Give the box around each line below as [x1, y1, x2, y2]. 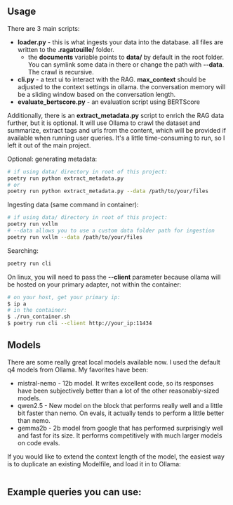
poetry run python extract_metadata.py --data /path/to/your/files [7, 188, 209, 195]
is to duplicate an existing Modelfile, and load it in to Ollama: [7, 459, 181, 468]
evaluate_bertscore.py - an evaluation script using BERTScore [17, 98, 200, 106]
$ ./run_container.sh [7, 313, 71, 320]
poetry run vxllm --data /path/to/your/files [7, 233, 142, 241]
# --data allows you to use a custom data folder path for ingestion [7, 228, 215, 235]
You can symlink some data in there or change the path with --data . [27, 60, 225, 69]
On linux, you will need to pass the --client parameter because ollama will [7, 273, 221, 281]
